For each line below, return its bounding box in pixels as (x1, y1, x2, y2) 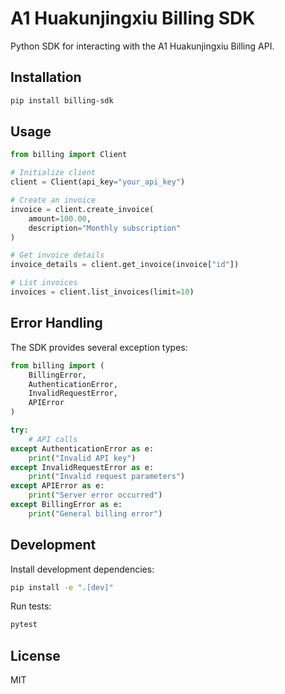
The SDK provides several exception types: (10, 341, 188, 353)
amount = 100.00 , (28, 213, 92, 224)
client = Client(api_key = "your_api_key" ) (10, 177, 186, 187)
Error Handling (10, 315, 103, 332)
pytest (10, 620, 38, 630)
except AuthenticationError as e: (10, 443, 155, 454)
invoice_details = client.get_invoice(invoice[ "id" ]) (10, 260, 240, 270)
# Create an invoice (10, 195, 97, 206)
